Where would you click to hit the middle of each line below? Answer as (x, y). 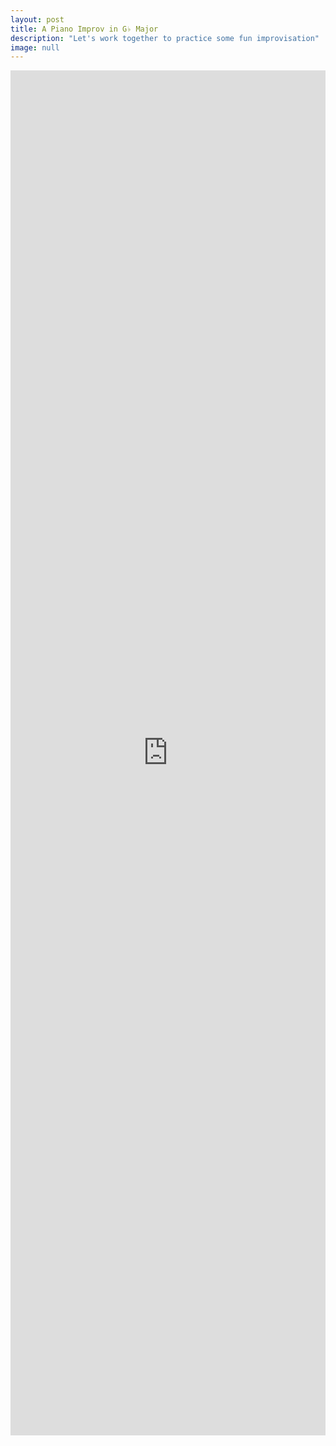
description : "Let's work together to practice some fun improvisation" (165, 38)
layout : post (37, 19)
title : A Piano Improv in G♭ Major (84, 29)
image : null (35, 47)
